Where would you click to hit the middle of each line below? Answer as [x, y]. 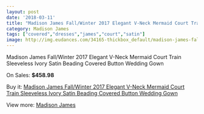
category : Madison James [38, 29]
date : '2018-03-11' [31, 17]
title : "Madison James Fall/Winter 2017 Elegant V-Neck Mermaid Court [97, 23]
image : [15, 40]
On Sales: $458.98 [30, 75]
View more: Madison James [41, 105]
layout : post [23, 12]
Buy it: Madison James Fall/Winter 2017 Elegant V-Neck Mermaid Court [96, 87]
